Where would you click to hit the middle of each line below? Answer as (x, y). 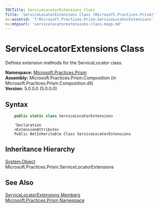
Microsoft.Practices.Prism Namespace (45, 200)
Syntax (17, 105)
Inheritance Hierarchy (40, 149)
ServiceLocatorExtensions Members (43, 195)
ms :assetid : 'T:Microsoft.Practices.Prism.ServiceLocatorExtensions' (79, 19)
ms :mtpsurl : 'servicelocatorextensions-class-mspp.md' (64, 24)
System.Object (20, 161)
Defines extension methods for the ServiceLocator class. (64, 63)
